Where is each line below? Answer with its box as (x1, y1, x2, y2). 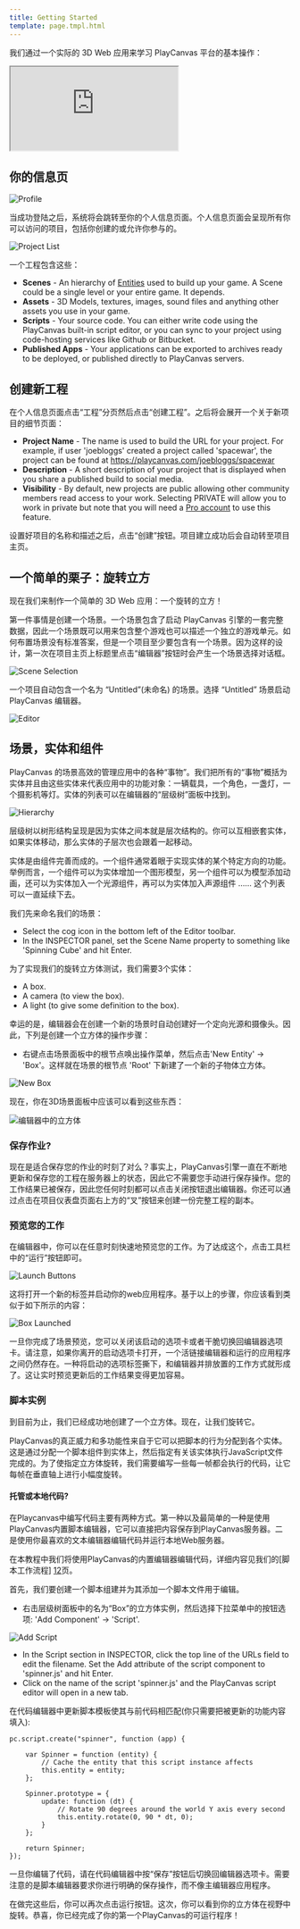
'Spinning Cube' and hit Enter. (21, 944, 132, 956)
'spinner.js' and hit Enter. (21, 1667, 113, 1679)
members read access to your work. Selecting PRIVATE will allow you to (21, 493, 287, 504)
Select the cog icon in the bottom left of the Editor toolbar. (21, 925, 237, 936)
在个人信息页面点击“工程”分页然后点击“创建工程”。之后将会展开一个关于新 (9, 407, 281, 418)
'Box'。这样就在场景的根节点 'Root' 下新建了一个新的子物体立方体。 (21, 1059, 271, 1070)
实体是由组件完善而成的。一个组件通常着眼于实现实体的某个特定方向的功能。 (9, 855, 291, 866)
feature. (21, 512, 52, 522)
